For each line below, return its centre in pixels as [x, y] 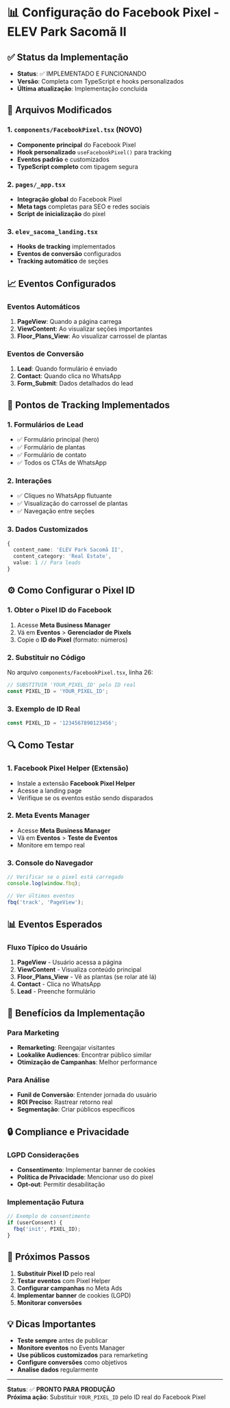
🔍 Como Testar [40, 746]
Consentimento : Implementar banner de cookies [86, 1169]
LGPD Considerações [43, 1155]
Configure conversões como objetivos [72, 1363]
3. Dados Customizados [48, 530]
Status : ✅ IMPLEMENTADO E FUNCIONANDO [82, 73]
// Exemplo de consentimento [49, 1217]
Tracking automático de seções [63, 261]
